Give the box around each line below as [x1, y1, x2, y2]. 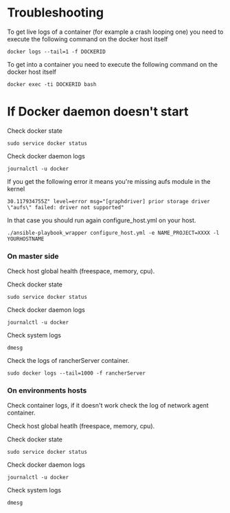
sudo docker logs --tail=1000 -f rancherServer [7, 370, 146, 377]
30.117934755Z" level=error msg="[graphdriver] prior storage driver [7, 198, 211, 205]
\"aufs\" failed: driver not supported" [7, 204, 125, 211]
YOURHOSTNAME [7, 235, 45, 242]
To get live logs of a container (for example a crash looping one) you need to [7, 28, 224, 36]
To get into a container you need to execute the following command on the [7, 60, 218, 68]
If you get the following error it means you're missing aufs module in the [7, 177, 211, 185]
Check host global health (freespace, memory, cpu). [7, 267, 155, 275]
